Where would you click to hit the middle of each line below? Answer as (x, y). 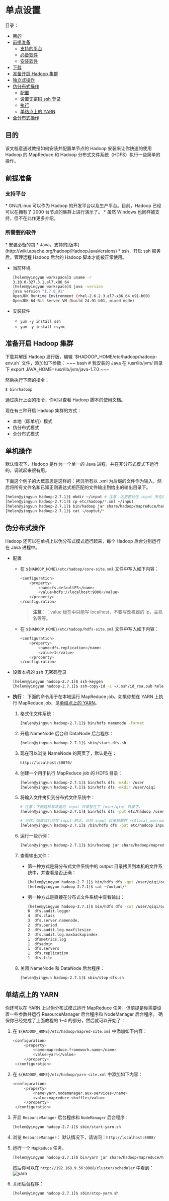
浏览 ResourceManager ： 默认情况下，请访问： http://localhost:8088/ (84, 1137)
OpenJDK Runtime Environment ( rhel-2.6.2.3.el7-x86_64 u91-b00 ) (81, 296)
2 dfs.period (42, 925)
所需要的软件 (21, 233)
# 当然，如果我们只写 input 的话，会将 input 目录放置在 (74, 821)
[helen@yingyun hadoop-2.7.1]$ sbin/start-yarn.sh (67, 1127)
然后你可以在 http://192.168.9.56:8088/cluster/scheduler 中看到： (83, 1168)
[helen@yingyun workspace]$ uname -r (52, 277)
